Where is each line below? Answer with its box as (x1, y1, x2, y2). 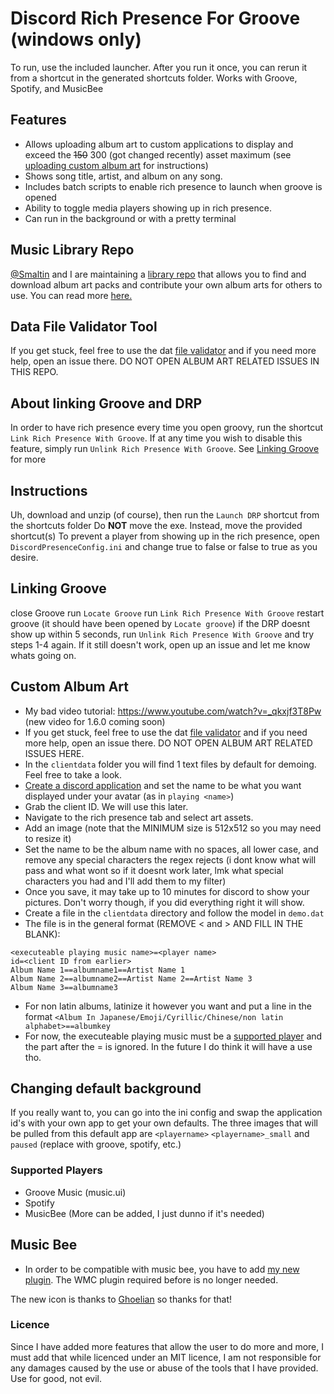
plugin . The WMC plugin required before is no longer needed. (24, 1273, 279, 1286)
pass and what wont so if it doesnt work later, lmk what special (24, 864, 284, 876)
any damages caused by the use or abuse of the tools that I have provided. (10, 1362, 319, 1374)
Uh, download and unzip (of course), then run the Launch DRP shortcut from (10, 509, 320, 521)
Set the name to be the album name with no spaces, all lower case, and (24, 843, 319, 855)
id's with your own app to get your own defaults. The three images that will (10, 1117, 318, 1129)
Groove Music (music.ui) (24, 1186, 127, 1198)
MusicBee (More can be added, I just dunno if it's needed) (24, 1207, 265, 1219)
